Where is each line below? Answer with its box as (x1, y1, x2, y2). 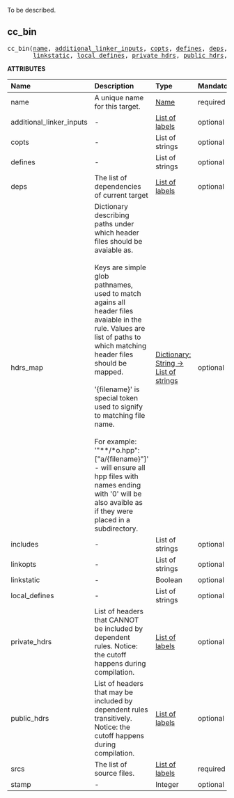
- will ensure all (94, 462, 146, 472)
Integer (155, 779, 179, 789)
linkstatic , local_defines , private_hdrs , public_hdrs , (33, 52, 228, 59)
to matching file (94, 410, 146, 420)
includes (10, 539, 39, 549)
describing (94, 210, 130, 220)
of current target (94, 190, 148, 200)
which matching (94, 341, 147, 350)
